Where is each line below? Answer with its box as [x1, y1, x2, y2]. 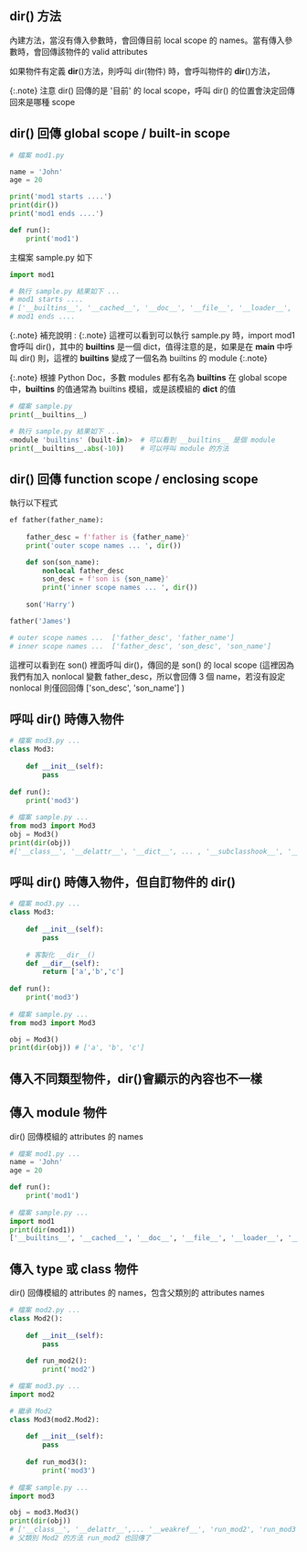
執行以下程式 [9, 498, 58, 508]
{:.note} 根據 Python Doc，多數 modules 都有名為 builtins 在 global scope [9, 372, 288, 382]
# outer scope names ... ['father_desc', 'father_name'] [9, 633, 235, 642]
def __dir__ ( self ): [26, 958, 101, 968]
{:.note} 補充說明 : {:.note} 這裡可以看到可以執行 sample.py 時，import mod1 [9, 330, 295, 340]
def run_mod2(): [26, 1356, 89, 1365]
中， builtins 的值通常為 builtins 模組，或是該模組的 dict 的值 [9, 383, 236, 394]
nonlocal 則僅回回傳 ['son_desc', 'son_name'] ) [9, 682, 185, 693]
